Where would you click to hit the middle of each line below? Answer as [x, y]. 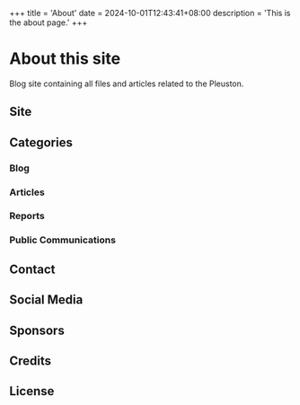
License [32, 391]
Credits [31, 361]
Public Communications [63, 240]
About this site [65, 59]
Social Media [46, 300]
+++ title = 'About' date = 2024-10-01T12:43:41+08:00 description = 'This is [150, 13]
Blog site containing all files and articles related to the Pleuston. [127, 84]
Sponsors [37, 330]
